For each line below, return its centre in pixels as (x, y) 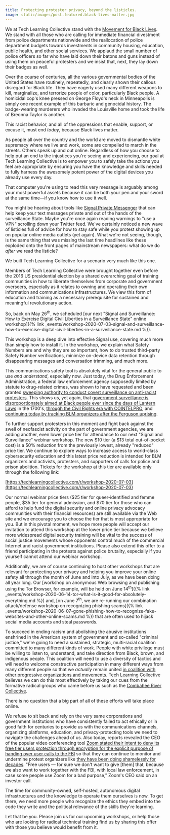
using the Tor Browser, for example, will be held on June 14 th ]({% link (78, 588)
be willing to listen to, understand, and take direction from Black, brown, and (85, 653)
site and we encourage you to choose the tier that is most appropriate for (81, 519)
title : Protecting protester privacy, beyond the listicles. (71, 10)
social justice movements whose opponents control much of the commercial (85, 540)
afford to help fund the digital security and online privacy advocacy (75, 508)
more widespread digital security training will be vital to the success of (79, 535)
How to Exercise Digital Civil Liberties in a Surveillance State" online (76, 319)
